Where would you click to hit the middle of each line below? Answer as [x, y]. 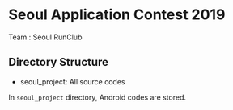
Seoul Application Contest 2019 [117, 15]
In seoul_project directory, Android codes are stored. [97, 97]
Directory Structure [59, 62]
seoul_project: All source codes [72, 81]
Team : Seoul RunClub [45, 37]
